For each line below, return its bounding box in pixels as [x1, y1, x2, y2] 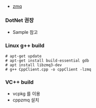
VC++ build [5, 78, 34, 85]
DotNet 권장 [5, 17, 34, 24]
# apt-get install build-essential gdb [5, 58, 89, 63]
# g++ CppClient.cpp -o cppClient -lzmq [5, 67, 92, 72]
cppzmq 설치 [12, 97, 39, 103]
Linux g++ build [5, 42, 44, 49]
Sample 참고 [12, 29, 38, 35]
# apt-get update [5, 53, 42, 59]
